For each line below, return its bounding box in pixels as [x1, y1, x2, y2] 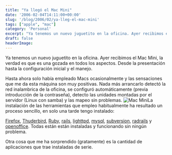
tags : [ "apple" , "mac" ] [5, 21, 56, 27]
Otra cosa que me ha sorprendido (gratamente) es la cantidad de [5, 138, 142, 144]
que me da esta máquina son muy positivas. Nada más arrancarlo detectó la [5, 81, 166, 87]
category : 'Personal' [5, 27, 52, 32]
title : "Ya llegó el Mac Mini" [5, 7, 72, 13]
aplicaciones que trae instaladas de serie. [5, 144, 93, 150]
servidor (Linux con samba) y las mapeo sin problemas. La [5, 97, 153, 103]
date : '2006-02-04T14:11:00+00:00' [5, 12, 81, 17]
